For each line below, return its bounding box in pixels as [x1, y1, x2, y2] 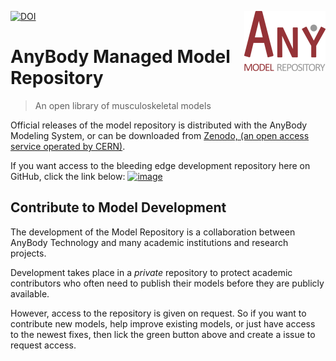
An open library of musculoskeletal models [34, 99, 212, 111]
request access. [10, 339, 77, 351]
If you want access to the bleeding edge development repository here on [10, 159, 311, 171]
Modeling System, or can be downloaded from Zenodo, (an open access [10, 129, 310, 141]
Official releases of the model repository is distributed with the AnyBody [10, 119, 308, 131]
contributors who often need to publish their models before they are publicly [10, 277, 325, 289]
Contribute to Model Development [10, 199, 227, 216]
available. [10, 287, 50, 300]
